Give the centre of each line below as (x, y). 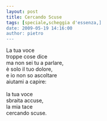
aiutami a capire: (26, 82)
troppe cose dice (27, 57)
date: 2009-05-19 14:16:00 (39, 28)
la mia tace (20, 107)
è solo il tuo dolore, (30, 69)
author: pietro (25, 34)
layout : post (22, 12)
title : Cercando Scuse (34, 17)
